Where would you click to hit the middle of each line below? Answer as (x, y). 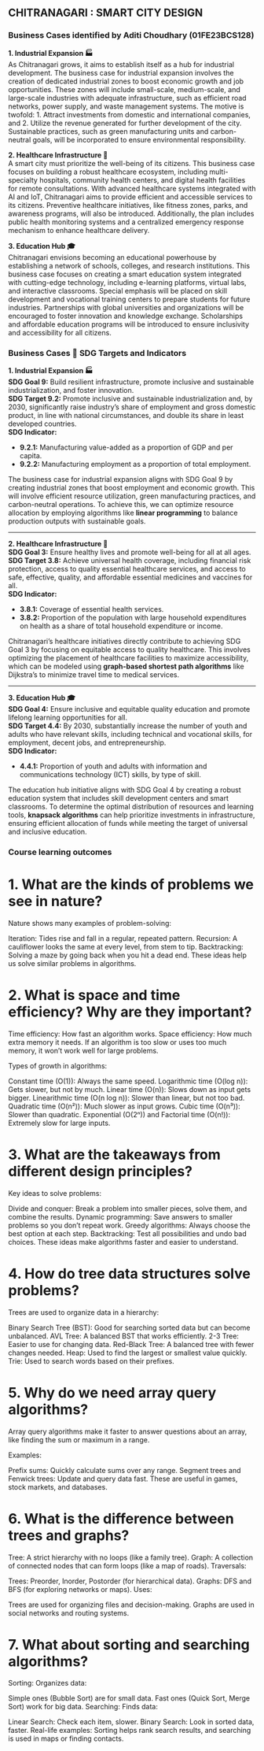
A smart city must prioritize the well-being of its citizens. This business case (132, 163)
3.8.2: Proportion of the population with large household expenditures (133, 617)
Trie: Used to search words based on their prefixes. (91, 1360)
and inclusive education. (48, 831)
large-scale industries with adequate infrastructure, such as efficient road (127, 98)
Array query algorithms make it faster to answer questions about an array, (128, 1431)
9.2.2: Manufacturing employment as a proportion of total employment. (135, 464)
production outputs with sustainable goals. (77, 521)
